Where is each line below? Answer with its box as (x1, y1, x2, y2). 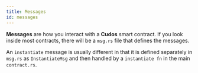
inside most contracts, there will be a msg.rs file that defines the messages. (6, 37, 190, 44)
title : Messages (6, 8, 46, 15)
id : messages (6, 14, 38, 20)
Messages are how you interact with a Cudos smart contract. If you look (6, 30, 183, 37)
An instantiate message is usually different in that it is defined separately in (6, 48, 193, 55)
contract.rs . (6, 61, 37, 68)
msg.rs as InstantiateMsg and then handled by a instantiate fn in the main (6, 55, 190, 62)
